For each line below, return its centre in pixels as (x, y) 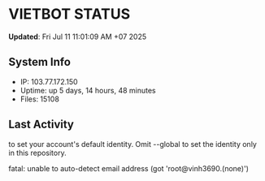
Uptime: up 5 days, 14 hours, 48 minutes (88, 90)
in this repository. (37, 153)
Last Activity (41, 125)
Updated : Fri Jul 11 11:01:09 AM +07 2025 (78, 37)
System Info (40, 62)
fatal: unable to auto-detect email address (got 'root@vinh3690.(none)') (129, 168)
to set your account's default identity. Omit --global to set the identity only (133, 144)
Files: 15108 (39, 99)
